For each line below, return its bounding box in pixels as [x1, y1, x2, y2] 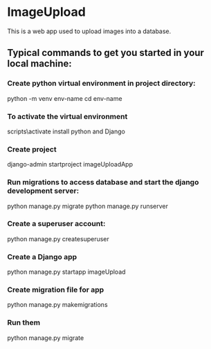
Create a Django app [7, 252, 77, 261]
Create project [7, 144, 57, 154]
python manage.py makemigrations [7, 301, 109, 309]
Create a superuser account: [7, 219, 106, 229]
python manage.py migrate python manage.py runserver [7, 202, 168, 210]
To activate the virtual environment [7, 111, 128, 121]
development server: [7, 186, 80, 196]
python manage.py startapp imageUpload [7, 267, 126, 276]
